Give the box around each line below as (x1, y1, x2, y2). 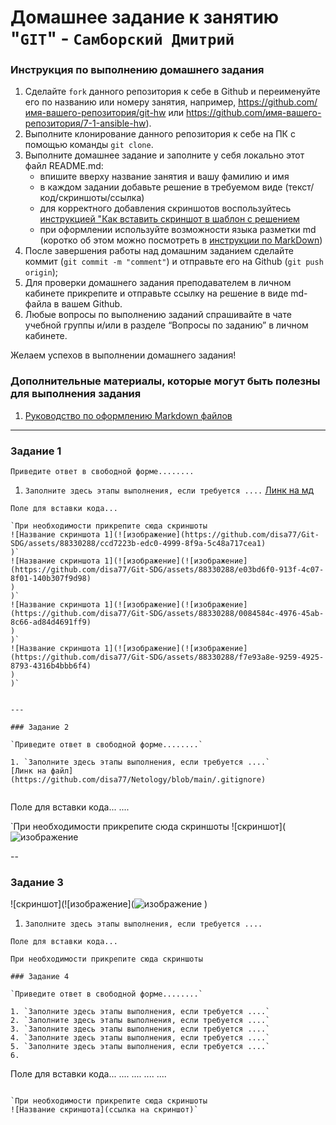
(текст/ (284, 181, 315, 193)
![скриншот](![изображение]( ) (10, 898, 208, 910)
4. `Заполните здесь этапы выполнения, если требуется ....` (10, 1033, 271, 1043)
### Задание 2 (10, 722, 70, 733)
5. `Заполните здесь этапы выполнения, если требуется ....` (10, 1042, 271, 1052)
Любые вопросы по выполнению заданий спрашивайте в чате (24, 309, 292, 321)
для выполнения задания (10, 387, 142, 401)
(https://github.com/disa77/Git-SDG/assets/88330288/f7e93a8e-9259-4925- (10, 652, 325, 663)
